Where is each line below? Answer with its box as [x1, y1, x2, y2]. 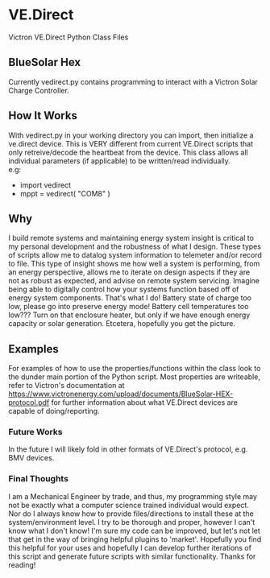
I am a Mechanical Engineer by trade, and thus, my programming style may [8, 491, 258, 501]
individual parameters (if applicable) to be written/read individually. [8, 155, 231, 166]
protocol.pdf [8, 398, 50, 407]
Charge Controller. [8, 85, 70, 95]
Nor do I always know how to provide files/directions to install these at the [8, 509, 254, 518]
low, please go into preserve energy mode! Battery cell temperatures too [8, 302, 249, 312]
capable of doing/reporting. [8, 407, 100, 416]
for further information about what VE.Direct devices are [51, 398, 238, 407]
